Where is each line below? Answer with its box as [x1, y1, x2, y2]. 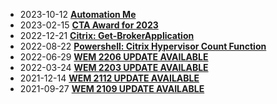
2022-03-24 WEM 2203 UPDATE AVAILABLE [19, 62, 209, 73]
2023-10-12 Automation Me [19, 9, 137, 20]
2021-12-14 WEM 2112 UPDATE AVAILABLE [19, 72, 200, 84]
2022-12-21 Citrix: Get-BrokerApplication [19, 30, 195, 41]
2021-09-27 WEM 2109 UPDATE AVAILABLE [19, 83, 205, 94]
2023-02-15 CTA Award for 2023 [19, 19, 159, 31]
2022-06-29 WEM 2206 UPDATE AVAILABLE [19, 51, 209, 63]
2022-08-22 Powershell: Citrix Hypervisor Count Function [19, 40, 267, 52]
